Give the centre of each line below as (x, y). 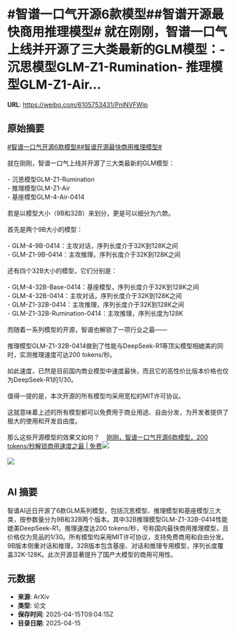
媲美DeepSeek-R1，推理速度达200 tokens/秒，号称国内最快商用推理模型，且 (118, 528)
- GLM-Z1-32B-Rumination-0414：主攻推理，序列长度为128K (96, 313)
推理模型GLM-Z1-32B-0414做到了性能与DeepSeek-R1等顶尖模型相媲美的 (112, 346)
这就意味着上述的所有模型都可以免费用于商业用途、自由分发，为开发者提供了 (118, 412)
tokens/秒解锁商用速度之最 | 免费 (55, 446)
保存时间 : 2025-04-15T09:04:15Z (65, 614)
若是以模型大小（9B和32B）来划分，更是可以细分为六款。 (91, 213)
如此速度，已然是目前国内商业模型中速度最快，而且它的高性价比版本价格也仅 (118, 370)
